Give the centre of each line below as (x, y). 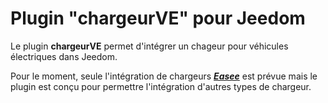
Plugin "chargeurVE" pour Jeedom (158, 18)
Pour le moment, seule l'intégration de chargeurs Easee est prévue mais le (164, 76)
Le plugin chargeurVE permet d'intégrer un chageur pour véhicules (149, 46)
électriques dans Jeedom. (64, 56)
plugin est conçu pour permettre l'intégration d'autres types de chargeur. (161, 86)
